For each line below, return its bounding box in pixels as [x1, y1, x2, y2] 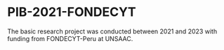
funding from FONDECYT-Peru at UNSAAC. [7, 34, 133, 42]
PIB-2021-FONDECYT [7, 4, 137, 20]
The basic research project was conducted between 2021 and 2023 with [7, 27, 218, 35]
